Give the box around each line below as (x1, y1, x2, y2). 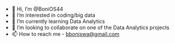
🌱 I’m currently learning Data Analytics (11, 18, 105, 24)
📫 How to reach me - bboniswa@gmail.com (11, 31, 120, 37)
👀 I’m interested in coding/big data (11, 12, 95, 19)
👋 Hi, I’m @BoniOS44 (11, 6, 64, 12)
